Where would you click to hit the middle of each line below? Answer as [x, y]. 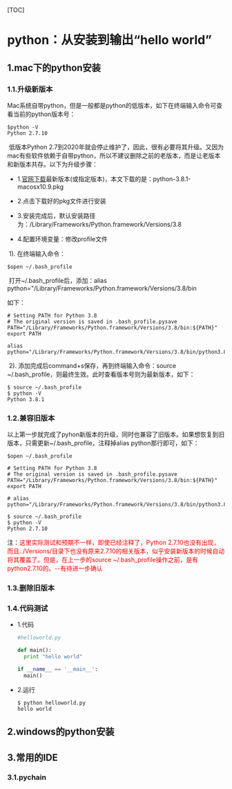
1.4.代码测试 [28, 609]
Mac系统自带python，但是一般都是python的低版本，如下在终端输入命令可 [112, 105]
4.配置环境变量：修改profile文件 [62, 239]
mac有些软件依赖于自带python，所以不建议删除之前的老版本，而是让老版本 [114, 156]
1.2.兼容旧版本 [31, 418]
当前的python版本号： [44, 114]
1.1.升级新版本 [30, 89]
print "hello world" [53, 657]
